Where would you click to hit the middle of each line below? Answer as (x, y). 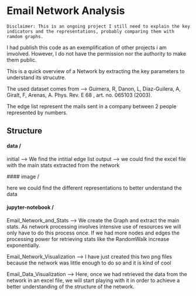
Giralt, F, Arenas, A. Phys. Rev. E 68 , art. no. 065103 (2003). (80, 95)
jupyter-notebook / (30, 207)
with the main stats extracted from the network (63, 165)
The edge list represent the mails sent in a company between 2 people (92, 106)
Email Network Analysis (66, 11)
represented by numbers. (37, 112)
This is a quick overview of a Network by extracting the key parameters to (96, 71)
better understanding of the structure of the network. (71, 286)
